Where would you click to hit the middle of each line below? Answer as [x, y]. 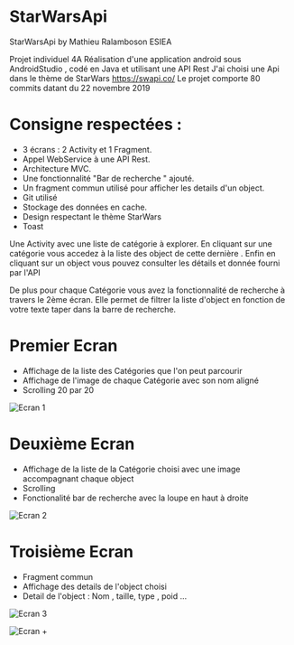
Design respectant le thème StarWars [92, 216]
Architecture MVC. [57, 168]
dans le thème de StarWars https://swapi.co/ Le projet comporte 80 [135, 78]
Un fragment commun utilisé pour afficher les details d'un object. [143, 188]
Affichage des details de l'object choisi [94, 586]
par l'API [25, 272]
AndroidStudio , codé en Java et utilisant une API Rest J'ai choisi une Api [144, 69]
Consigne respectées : [96, 125]
